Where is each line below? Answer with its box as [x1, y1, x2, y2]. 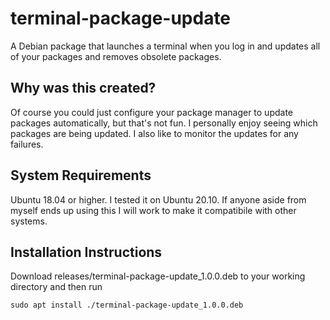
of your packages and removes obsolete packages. [10, 50, 222, 62]
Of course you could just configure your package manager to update [10, 106, 293, 118]
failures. [10, 138, 44, 150]
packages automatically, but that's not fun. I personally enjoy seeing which [10, 117, 318, 129]
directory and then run [10, 281, 103, 293]
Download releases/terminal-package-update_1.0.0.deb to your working [10, 270, 306, 282]
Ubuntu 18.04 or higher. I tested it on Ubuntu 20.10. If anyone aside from [10, 193, 307, 206]
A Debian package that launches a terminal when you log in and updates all [10, 40, 321, 52]
